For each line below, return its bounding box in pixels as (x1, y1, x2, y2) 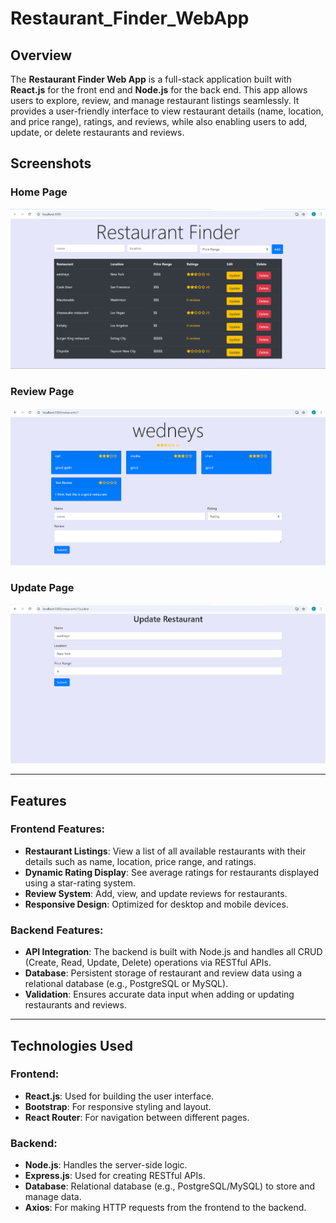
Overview (10, 47, 73, 64)
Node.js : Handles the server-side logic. (24, 1159, 188, 1171)
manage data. (24, 1191, 82, 1203)
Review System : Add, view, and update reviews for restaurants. (24, 887, 288, 899)
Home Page (10, 185, 68, 199)
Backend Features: (10, 923, 104, 937)
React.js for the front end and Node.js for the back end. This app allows (10, 84, 308, 96)
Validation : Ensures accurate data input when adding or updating (24, 988, 295, 1001)
